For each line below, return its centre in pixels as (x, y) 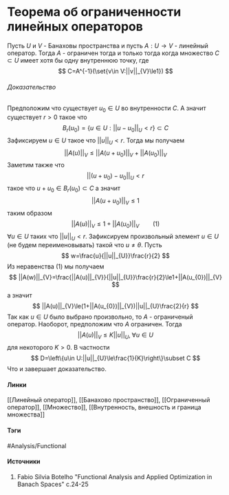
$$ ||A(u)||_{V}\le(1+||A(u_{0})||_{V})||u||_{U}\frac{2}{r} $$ (116, 306)
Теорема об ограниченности (94, 12)
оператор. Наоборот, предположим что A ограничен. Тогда (95, 324)
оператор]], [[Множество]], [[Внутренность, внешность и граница (104, 408)
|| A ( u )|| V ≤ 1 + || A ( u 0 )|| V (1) (116, 224)
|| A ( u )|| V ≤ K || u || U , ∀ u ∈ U (116, 336)
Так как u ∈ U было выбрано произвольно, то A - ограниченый (100, 317)
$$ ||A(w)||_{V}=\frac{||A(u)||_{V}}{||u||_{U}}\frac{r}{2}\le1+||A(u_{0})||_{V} (116, 277)
